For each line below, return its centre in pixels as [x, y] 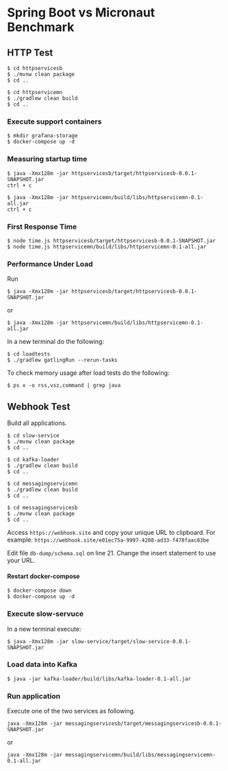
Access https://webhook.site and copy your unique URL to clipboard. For [111, 532]
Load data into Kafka [42, 665]
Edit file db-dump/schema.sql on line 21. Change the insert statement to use [112, 553]
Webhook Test [39, 406]
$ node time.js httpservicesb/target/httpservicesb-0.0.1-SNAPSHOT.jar [111, 241]
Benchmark [41, 27]
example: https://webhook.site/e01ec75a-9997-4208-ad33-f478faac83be [108, 540]
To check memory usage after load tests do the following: [88, 373]
